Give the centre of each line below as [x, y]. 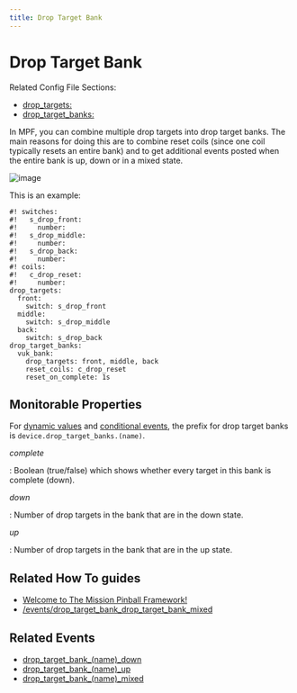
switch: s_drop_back [64, 337]
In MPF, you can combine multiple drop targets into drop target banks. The [148, 131]
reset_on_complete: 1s [68, 377]
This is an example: [45, 195]
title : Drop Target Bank [56, 18]
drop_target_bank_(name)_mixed [83, 679]
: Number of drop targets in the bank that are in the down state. [126, 515]
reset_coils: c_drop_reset [76, 369]
